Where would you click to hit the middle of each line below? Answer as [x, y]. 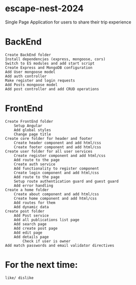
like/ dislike [19, 278]
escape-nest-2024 [44, 9]
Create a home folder [27, 190]
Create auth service [35, 164]
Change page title [32, 134]
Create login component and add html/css [56, 173]
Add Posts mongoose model [31, 85]
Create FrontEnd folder [29, 121]
